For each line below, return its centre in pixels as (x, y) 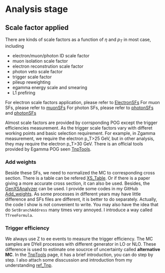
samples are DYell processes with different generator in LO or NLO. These (81, 244)
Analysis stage (37, 9)
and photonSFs (21, 113)
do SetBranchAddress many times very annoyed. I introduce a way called (79, 210)
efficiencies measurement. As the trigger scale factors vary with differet (79, 128)
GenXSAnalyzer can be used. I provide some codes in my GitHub (72, 189)
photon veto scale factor (38, 71)
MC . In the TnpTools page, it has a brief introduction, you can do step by (79, 255)
